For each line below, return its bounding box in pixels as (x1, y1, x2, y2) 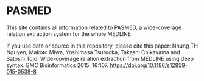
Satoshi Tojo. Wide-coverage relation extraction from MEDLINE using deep (6, 55, 194, 62)
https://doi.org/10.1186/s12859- (110, 62, 188, 69)
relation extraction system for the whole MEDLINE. (6, 30, 133, 37)
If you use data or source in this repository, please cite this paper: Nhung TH (6, 42, 199, 49)
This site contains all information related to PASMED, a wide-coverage (6, 24, 182, 31)
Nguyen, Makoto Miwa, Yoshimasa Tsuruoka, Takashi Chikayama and (6, 48, 181, 55)
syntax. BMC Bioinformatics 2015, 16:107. (6, 62, 109, 69)
